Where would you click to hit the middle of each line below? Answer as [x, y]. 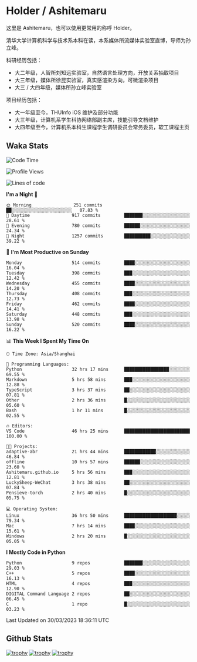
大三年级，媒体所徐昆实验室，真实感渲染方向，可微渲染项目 [86, 80]
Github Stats [29, 639]
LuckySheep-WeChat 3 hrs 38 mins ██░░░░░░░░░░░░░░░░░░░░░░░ [98, 482]
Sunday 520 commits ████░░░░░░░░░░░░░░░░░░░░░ [98, 325]
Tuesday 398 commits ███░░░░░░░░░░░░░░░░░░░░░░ [98, 273]
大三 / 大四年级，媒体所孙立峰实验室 [58, 87]
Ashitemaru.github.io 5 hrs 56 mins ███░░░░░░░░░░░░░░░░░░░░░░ [98, 472]
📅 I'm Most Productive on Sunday [47, 252]
